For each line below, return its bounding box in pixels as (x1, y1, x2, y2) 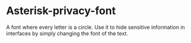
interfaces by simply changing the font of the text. (6, 29, 129, 37)
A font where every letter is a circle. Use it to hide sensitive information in (6, 24, 185, 31)
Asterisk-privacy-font (6, 4, 116, 18)
